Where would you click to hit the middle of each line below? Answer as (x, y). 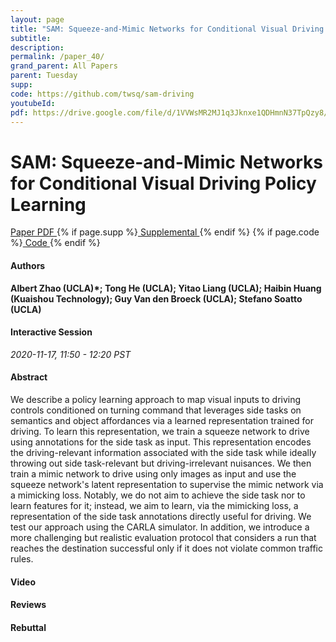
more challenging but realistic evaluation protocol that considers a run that (163, 537)
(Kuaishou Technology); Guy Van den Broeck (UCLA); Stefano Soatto (156, 298)
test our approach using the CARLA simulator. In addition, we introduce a (160, 527)
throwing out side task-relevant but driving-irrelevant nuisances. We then (161, 463)
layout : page (37, 19)
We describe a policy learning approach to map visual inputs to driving (156, 399)
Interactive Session (51, 332)
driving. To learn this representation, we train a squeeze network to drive (160, 431)
